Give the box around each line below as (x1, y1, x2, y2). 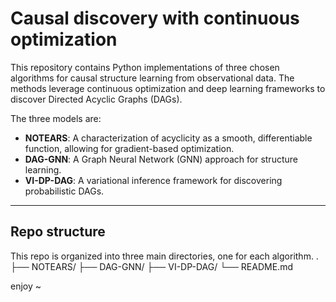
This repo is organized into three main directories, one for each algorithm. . (10, 250, 319, 262)
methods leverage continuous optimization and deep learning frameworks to (10, 82, 326, 94)
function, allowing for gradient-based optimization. (24, 142, 235, 154)
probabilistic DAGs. (24, 185, 105, 197)
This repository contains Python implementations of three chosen (10, 61, 280, 73)
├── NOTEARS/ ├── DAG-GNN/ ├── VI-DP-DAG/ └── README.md (10, 260, 293, 272)
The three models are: (10, 112, 102, 124)
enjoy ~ (10, 280, 42, 292)
